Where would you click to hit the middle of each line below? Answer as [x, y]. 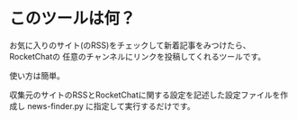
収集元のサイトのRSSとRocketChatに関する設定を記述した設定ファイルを [145, 95]
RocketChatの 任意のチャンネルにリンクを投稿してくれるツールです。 [138, 56]
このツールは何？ [73, 18]
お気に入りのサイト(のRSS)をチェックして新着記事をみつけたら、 [130, 45]
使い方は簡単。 [37, 75]
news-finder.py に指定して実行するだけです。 [111, 106]
